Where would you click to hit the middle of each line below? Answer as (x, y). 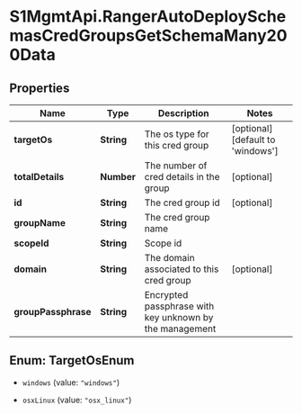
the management (180, 328)
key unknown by (179, 317)
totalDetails (39, 177)
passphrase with (179, 306)
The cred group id (182, 202)
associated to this (182, 269)
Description (183, 113)
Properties (40, 88)
